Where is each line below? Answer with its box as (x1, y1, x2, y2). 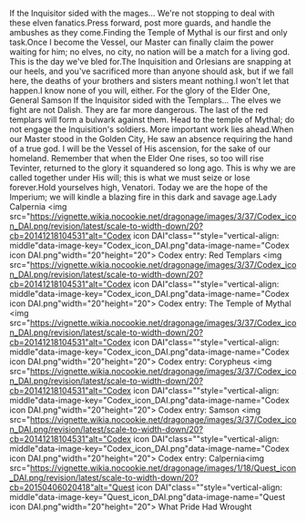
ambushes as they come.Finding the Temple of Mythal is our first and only (9, 27, 289, 37)
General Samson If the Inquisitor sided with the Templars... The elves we (9, 95, 281, 106)
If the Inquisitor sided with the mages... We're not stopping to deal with (9, 8, 275, 18)
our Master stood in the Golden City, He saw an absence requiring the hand (9, 134, 293, 144)
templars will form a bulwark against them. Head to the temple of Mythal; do (9, 114, 295, 125)
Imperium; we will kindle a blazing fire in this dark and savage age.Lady (9, 191, 278, 202)
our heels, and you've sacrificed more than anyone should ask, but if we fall (9, 66, 294, 77)
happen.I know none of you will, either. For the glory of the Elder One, (9, 86, 270, 96)
